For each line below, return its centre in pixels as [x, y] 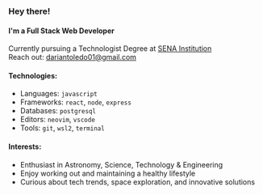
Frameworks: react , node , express [75, 102]
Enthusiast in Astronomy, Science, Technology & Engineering [121, 164]
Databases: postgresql [58, 111]
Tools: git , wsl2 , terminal [62, 128]
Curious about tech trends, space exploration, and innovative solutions [138, 182]
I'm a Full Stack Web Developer [61, 31]
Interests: [25, 146]
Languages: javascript [59, 94]
